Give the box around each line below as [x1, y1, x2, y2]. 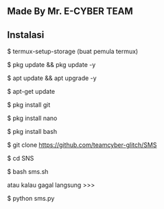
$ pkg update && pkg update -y [7, 61, 96, 69]
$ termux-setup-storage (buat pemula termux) [7, 48, 139, 56]
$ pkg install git [7, 101, 51, 109]
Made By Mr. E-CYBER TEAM [7, 6, 134, 17]
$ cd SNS [7, 155, 34, 163]
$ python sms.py [7, 195, 55, 203]
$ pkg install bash [7, 128, 57, 136]
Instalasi [7, 29, 45, 41]
